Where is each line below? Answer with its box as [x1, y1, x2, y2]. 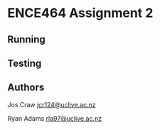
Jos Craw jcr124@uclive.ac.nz [7, 100, 96, 109]
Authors [7, 82, 45, 94]
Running [7, 33, 46, 45]
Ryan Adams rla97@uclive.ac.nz [7, 114, 102, 122]
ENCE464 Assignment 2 [7, 5, 154, 21]
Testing [7, 57, 42, 69]
